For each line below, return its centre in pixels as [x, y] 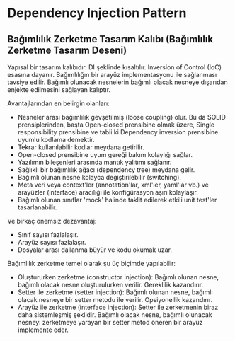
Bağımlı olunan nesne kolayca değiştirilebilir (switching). [99, 177]
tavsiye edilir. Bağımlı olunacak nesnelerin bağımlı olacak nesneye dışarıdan [117, 82]
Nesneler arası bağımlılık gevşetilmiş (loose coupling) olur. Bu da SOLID [122, 117]
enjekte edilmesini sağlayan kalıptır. [59, 89]
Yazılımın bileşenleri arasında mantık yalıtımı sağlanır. [94, 162]
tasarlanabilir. [37, 207]
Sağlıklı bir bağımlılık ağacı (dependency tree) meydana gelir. [106, 170]
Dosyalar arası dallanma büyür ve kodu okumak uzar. [94, 250]
